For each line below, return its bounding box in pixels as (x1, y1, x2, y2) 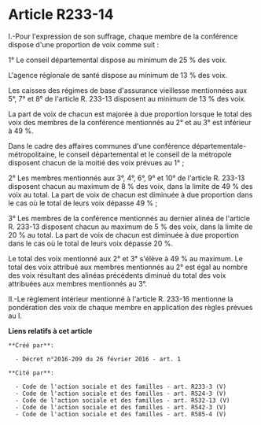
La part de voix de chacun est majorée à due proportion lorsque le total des (8, 109, 252, 119)
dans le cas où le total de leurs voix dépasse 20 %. (8, 238, 173, 248)
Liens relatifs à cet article (8, 326, 93, 335)
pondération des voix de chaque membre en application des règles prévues (8, 302, 253, 312)
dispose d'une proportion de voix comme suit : (8, 39, 160, 49)
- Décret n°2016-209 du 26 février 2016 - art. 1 (15, 355, 181, 363)
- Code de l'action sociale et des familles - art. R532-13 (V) (15, 396, 230, 405)
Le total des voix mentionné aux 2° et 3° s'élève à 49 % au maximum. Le (8, 253, 244, 263)
